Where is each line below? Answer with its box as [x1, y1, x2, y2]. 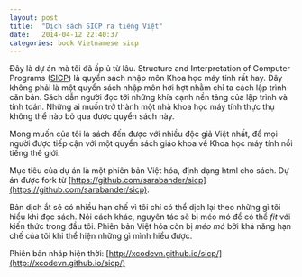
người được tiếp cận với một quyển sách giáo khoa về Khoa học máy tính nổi [9, 138, 293, 149]
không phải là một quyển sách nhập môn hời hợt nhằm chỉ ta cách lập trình [9, 82, 287, 93]
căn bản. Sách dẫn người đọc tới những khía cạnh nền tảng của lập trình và [9, 92, 288, 103]
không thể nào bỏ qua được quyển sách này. [9, 111, 175, 122]
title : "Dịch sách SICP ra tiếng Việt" [9, 22, 164, 31]
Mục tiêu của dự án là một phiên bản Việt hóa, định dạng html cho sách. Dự [9, 165, 290, 176]
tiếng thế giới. [9, 148, 60, 159]
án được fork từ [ [9, 175, 72, 186]
